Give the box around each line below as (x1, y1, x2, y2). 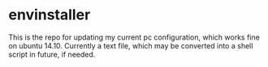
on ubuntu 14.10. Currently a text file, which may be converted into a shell (8, 40, 253, 50)
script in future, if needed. (8, 49, 96, 59)
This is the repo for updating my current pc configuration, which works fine (8, 32, 260, 42)
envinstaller (8, 6, 91, 24)
